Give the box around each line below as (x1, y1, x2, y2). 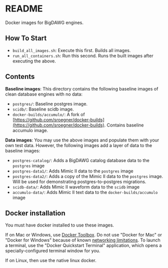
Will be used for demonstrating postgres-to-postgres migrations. (12, 178, 146, 184)
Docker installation (5, 208, 66, 217)
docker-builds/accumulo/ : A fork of (12, 111, 85, 117)
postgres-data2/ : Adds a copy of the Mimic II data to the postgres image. (12, 173, 163, 179)
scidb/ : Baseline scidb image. (12, 106, 74, 112)
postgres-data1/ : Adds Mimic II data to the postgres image (12, 168, 134, 174)
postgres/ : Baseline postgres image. (12, 100, 88, 106)
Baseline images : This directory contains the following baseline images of (5, 85, 158, 91)
